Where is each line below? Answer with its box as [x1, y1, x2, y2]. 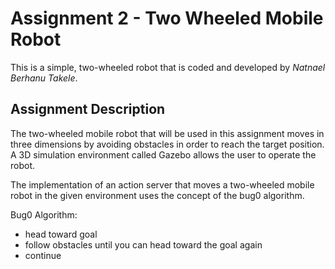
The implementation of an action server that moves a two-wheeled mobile [10, 178, 315, 191]
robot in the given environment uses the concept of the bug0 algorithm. [10, 189, 305, 201]
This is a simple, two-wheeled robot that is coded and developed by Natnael [10, 61, 326, 73]
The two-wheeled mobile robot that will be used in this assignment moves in [10, 127, 325, 139]
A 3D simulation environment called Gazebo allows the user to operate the [10, 148, 317, 161]
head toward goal [24, 228, 98, 240]
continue [24, 249, 62, 261]
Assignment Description [10, 101, 166, 118]
